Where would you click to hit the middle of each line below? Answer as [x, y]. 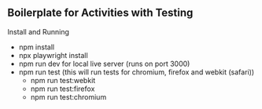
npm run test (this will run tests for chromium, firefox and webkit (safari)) [137, 72]
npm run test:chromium [68, 96]
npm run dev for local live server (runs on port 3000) [104, 64]
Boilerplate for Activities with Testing [100, 13]
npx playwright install [53, 55]
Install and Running [39, 31]
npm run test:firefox [63, 89]
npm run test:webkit [63, 80]
